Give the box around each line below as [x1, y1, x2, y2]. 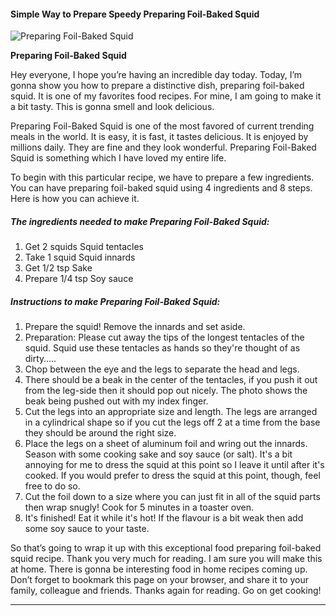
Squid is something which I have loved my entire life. [10, 152, 227, 164]
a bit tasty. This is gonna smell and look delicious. [10, 101, 215, 113]
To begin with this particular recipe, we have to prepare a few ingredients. [10, 171, 315, 184]
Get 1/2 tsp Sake [24, 262, 93, 274]
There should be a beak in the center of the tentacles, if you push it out [24, 374, 318, 386]
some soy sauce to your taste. [24, 523, 150, 535]
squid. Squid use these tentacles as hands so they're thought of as [24, 342, 301, 354]
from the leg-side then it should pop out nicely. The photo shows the [24, 385, 308, 397]
